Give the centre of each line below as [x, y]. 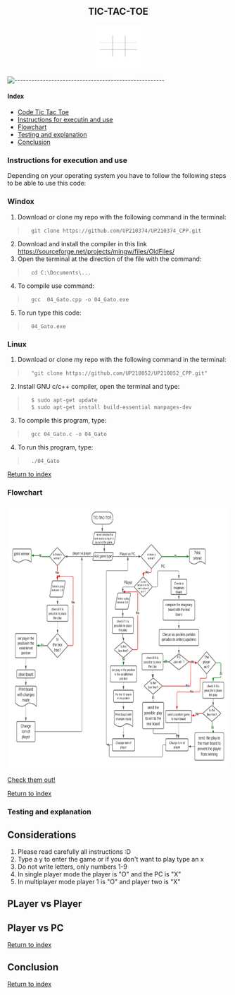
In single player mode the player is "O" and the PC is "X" [99, 874]
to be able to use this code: [47, 183]
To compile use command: [56, 286]
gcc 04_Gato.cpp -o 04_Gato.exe [80, 299]
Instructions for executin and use [65, 120]
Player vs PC [36, 928]
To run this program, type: [55, 447]
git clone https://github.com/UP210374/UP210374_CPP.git [116, 231]
